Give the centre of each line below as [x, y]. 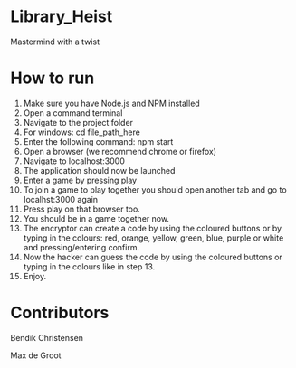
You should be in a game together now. [96, 218]
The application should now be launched [99, 170]
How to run [53, 78]
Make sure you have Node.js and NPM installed [111, 103]
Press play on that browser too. [82, 209]
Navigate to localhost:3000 [74, 161]
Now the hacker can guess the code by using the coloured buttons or [153, 257]
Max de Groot [36, 355]
